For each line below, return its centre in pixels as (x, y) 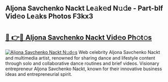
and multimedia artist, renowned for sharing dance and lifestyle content (80, 58)
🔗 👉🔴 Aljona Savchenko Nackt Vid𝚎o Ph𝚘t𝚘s (79, 37)
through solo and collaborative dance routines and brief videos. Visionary (82, 63)
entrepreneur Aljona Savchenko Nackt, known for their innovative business (84, 69)
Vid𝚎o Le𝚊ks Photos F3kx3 (49, 17)
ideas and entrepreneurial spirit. (39, 74)
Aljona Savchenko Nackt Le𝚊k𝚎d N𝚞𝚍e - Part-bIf (84, 8)
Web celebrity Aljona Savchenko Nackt (119, 52)
